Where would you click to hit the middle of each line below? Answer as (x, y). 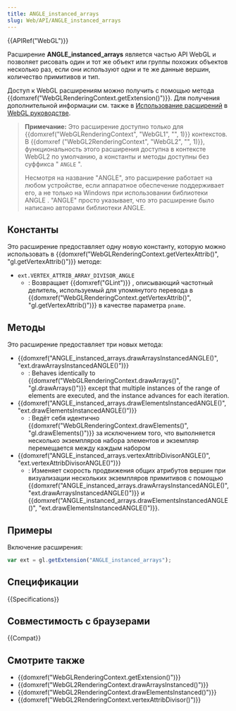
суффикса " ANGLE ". (53, 164)
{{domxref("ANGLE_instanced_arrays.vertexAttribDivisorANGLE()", (114, 456)
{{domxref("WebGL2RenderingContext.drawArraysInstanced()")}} (113, 685)
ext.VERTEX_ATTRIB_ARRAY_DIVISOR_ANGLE (76, 276)
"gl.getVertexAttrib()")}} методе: (55, 262)
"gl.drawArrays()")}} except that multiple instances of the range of (124, 388)
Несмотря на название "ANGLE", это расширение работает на (118, 178)
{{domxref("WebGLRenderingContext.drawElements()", (108, 426)
